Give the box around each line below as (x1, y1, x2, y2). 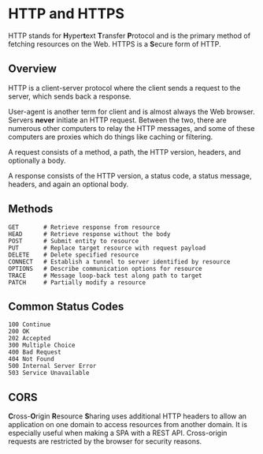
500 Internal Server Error (8, 362, 97, 370)
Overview (8, 62, 57, 76)
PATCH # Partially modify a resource (8, 278, 146, 287)
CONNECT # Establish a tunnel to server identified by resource (8, 257, 231, 265)
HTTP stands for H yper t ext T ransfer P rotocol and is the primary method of (8, 31, 250, 40)
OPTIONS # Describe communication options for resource (8, 265, 202, 272)
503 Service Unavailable (8, 369, 90, 377)
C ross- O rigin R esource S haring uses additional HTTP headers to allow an (8, 411, 246, 421)
